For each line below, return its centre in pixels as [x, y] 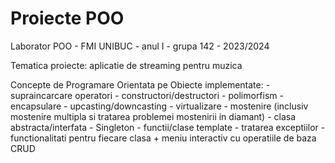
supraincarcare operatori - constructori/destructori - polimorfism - [147, 95]
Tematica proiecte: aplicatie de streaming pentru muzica [126, 65]
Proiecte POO [67, 18]
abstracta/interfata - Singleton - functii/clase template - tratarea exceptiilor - [168, 127]
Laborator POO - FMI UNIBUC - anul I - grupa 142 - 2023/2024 [140, 46]
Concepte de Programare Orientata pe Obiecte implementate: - [140, 84]
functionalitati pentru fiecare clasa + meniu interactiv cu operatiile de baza [163, 138]
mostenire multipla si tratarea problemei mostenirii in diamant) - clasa [153, 116]
